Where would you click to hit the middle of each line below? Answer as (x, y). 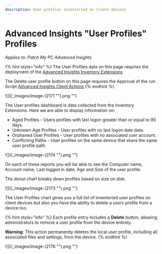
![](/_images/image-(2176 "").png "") (42, 246)
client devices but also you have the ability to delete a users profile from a (79, 203)
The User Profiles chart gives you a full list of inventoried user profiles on (78, 197)
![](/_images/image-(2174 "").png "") (41, 155)
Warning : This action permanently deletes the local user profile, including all (81, 232)
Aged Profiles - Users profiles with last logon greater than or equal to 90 (84, 120)
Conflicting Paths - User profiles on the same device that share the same (84, 140)
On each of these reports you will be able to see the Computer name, (74, 164)
